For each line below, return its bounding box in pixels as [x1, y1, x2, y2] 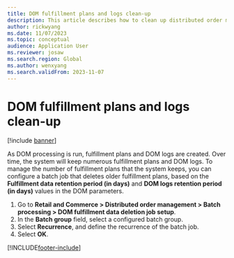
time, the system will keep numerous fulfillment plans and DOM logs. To [7, 158, 213, 166]
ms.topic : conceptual [7, 36, 70, 43]
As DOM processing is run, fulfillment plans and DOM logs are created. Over [7, 150, 226, 158]
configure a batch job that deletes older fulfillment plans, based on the [7, 172, 209, 181]
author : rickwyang [7, 23, 61, 30]
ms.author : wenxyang [7, 62, 68, 69]
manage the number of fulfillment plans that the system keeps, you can [7, 165, 212, 173]
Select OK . [17, 230, 49, 238]
